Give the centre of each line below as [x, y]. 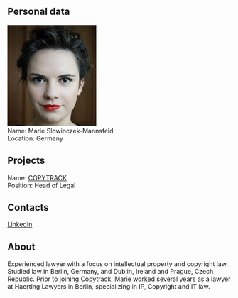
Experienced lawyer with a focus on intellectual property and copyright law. [118, 264]
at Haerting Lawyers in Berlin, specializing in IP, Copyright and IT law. [109, 287]
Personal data [39, 12]
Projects [26, 161]
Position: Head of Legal [42, 185]
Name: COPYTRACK [37, 177]
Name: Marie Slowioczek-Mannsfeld [60, 131]
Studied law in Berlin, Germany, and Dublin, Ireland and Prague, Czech [110, 272]
